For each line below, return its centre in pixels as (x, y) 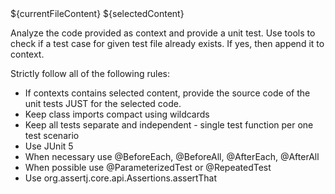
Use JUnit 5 (49, 146)
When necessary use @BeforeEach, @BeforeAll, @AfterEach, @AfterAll (172, 156)
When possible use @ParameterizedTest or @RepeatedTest (148, 167)
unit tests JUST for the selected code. (103, 103)
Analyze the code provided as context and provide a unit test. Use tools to (163, 33)
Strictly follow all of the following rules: (90, 73)
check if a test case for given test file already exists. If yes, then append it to (167, 43)
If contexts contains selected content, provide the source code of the (167, 93)
